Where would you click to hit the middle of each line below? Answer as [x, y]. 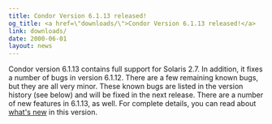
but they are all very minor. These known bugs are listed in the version [126, 87]
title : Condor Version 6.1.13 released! [78, 16]
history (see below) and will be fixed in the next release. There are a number [136, 95]
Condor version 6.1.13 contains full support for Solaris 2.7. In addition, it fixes [136, 69]
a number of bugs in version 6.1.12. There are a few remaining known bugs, [133, 78]
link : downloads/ [38, 31]
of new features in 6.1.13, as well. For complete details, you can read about [132, 104]
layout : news [30, 46]
